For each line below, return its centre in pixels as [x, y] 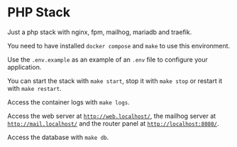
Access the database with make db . [58, 137]
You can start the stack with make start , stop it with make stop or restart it [115, 81]
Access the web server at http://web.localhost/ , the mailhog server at [112, 116]
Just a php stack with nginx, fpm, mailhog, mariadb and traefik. [100, 32]
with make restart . [34, 88]
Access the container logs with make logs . [68, 102]
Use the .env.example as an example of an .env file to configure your [108, 59]
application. [24, 67]
